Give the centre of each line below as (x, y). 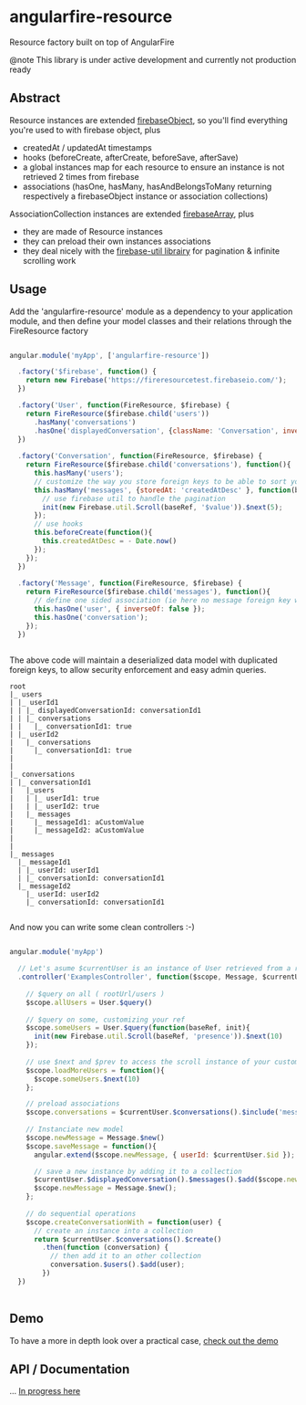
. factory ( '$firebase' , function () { (87, 372)
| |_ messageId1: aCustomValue (77, 823)
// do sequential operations (81, 1213)
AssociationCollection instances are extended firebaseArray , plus (132, 214)
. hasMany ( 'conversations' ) (85, 422)
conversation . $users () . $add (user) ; (117, 1265)
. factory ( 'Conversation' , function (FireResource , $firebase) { (140, 456)
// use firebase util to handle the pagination (134, 498)
